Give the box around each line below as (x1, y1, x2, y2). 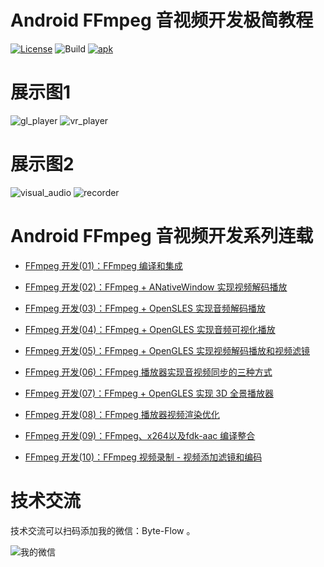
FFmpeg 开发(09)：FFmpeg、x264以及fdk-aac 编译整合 (24, 429, 256, 441)
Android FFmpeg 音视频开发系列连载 (10, 225, 314, 247)
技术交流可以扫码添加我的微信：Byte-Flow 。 (10, 524, 196, 536)
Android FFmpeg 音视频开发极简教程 (10, 9, 314, 32)
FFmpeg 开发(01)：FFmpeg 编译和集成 (24, 259, 183, 271)
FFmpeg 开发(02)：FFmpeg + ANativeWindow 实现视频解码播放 (24, 281, 288, 293)
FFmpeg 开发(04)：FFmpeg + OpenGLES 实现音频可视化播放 (24, 323, 276, 335)
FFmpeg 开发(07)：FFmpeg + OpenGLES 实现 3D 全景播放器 (24, 387, 275, 399)
